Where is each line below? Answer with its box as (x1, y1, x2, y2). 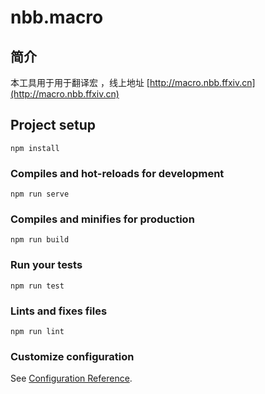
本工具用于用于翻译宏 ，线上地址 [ (10, 77, 150, 88)
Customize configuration (10, 349, 135, 363)
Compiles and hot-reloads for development (10, 166, 225, 180)
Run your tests (10, 258, 83, 272)
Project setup (10, 117, 97, 134)
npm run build (10, 235, 70, 245)
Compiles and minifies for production (10, 212, 195, 226)
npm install (10, 143, 60, 153)
